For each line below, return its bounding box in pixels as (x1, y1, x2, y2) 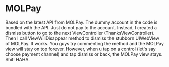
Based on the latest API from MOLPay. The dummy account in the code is (5, 19, 158, 25)
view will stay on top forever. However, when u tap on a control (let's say (5, 46, 156, 52)
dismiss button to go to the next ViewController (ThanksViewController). (5, 30, 155, 36)
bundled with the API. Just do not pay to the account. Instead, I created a (5, 24, 157, 30)
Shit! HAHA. (5, 56, 30, 62)
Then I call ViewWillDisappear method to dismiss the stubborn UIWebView (5, 35, 160, 41)
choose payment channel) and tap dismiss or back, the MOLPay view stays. (5, 51, 163, 57)
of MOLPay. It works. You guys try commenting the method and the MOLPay (5, 40, 164, 46)
